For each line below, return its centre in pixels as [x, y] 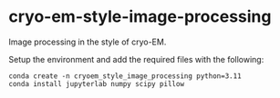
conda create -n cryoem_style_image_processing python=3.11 [125, 76]
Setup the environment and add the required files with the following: [136, 59]
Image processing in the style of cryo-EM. [88, 42]
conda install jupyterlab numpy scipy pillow [96, 83]
